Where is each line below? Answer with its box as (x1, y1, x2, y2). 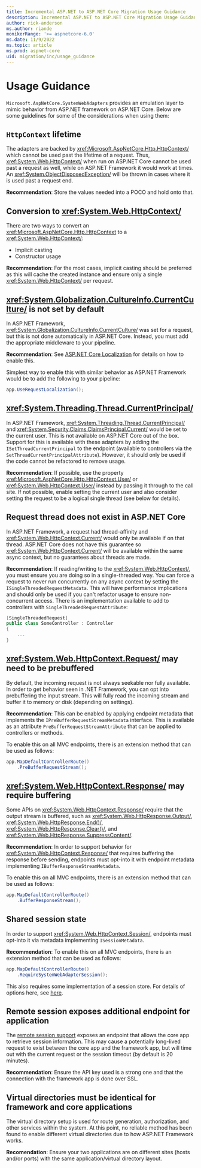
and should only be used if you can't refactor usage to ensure (6, 591, 159, 598)
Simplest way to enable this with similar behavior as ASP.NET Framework (6, 369, 187, 376)
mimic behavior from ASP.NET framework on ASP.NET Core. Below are (6, 106, 181, 113)
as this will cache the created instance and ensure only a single (6, 271, 163, 278)
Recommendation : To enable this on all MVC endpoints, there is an (6, 948, 172, 955)
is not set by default (29, 304, 105, 314)
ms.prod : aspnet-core (6, 48, 60, 54)
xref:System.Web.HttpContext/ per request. (6, 277, 114, 284)
